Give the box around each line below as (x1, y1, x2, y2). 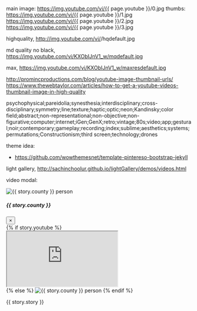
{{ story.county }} (6, 201, 51, 209)
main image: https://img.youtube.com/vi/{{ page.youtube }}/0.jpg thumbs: (6, 5, 186, 12)
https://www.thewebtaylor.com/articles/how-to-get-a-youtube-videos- (6, 82, 179, 89)
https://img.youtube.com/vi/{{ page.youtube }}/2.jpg (6, 18, 134, 24)
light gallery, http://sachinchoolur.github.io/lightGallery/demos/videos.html (6, 165, 187, 172)
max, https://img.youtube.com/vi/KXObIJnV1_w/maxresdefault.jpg (6, 64, 166, 71)
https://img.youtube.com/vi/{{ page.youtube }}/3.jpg (6, 24, 134, 31)
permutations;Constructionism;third (6, 131, 93, 138)
